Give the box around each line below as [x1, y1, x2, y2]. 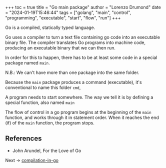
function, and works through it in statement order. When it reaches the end [5, 114, 159, 120]
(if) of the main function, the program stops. [5, 120, 95, 125]
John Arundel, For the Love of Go [12, 147, 81, 153]
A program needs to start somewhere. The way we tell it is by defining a [5, 94, 153, 100]
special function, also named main [5, 99, 75, 105]
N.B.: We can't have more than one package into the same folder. [5, 69, 139, 75]
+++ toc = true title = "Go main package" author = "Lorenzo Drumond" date [5, 4, 161, 10]
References [5, 134, 42, 143]
